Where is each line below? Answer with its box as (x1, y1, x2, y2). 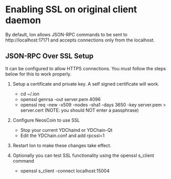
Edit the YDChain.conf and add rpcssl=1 (20, 132, 105, 138)
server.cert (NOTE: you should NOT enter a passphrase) (20, 107, 139, 113)
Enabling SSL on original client (5, 4, 137, 15)
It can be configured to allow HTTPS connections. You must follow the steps (5, 65, 166, 71)
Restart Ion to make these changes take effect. (12, 142, 112, 148)
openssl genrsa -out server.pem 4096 (20, 96, 101, 102)
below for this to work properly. (5, 71, 72, 77)
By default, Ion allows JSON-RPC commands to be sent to (5, 31, 128, 37)
